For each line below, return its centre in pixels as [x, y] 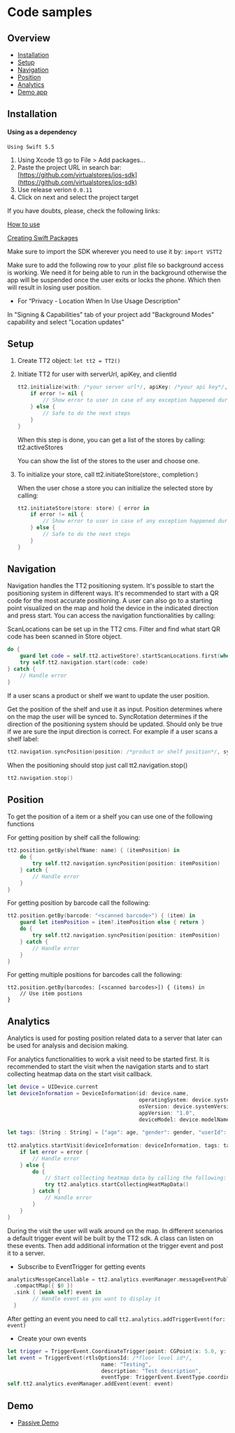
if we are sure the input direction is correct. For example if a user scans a [113, 731]
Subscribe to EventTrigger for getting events [81, 1266]
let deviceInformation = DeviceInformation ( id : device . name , [98, 1094]
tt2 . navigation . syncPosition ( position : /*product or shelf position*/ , [114, 752]
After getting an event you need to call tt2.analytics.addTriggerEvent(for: [116, 1319]
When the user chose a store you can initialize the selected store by [115, 488]
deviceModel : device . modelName [184, 1119]
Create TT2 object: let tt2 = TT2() [69, 361]
